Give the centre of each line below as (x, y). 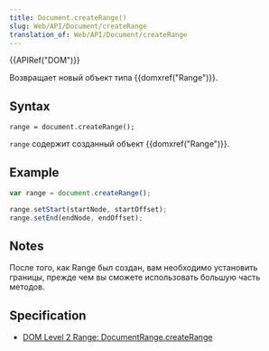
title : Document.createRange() (68, 18)
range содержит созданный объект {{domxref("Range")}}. (120, 144)
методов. (27, 287)
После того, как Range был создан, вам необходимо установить (134, 268)
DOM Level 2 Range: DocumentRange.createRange (117, 337)
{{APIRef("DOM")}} (45, 61)
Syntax (30, 106)
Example (34, 172)
